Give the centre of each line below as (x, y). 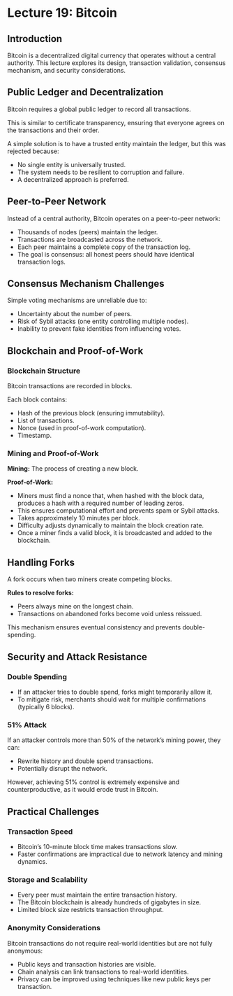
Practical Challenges (53, 812)
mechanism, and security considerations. (67, 70)
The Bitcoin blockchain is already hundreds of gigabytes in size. (109, 902)
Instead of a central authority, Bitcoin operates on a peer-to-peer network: (114, 218)
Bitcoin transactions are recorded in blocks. (70, 386)
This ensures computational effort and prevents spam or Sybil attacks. (118, 511)
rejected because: (33, 151)
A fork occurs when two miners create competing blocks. (90, 579)
